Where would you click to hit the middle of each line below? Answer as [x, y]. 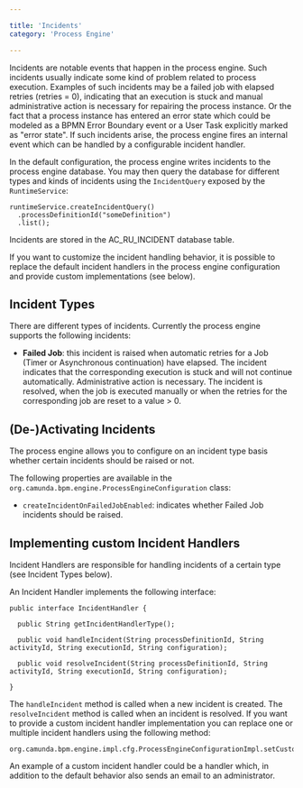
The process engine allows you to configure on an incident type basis [139, 451]
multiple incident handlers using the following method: [110, 732]
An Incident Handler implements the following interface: [113, 591]
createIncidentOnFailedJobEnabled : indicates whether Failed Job [143, 505]
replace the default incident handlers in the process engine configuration [145, 266]
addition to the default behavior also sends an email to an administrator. [142, 775]
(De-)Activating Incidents [83, 429]
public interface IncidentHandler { [78, 608]
